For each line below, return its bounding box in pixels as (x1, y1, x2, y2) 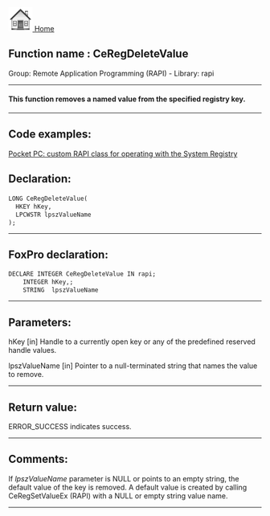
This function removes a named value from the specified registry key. (8, 94, 246, 104)
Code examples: (8, 128, 92, 141)
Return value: (8, 400, 78, 414)
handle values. (8, 346, 57, 355)
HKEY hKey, (15, 203, 52, 211)
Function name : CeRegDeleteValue (8, 47, 189, 61)
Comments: (8, 453, 68, 466)
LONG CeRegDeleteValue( (8, 195, 88, 203)
